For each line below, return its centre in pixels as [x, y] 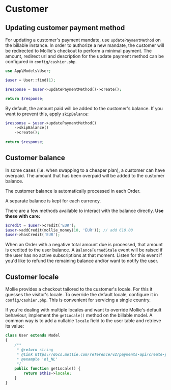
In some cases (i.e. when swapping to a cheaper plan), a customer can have [85, 170]
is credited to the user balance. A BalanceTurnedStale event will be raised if [84, 250]
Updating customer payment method [65, 28]
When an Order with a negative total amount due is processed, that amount [84, 245]
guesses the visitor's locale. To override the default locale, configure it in [82, 295]
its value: [15, 326]
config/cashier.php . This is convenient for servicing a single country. [78, 300]
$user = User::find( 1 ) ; [31, 80]
